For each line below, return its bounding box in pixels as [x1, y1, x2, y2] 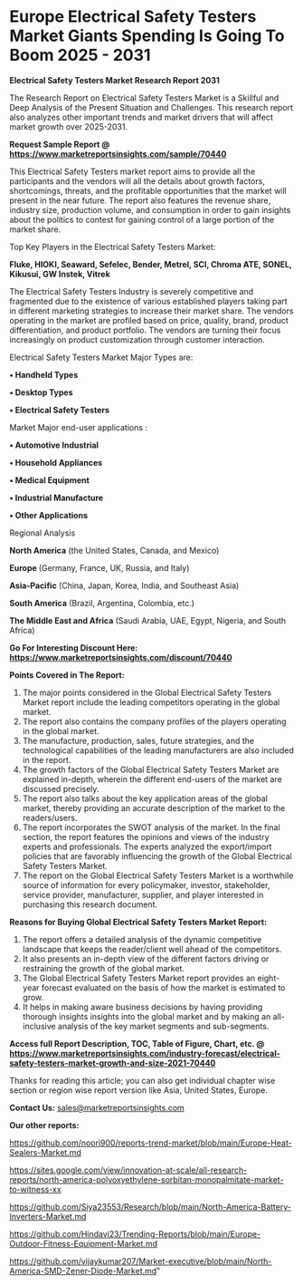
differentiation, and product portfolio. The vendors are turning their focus [9, 324, 281, 335]
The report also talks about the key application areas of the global [22, 793, 269, 804]
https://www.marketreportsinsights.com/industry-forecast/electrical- [9, 1048, 280, 1058]
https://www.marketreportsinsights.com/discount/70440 [9, 652, 232, 662]
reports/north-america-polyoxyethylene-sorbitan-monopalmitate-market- [9, 1174, 284, 1184]
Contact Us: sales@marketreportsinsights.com [9, 1102, 185, 1113]
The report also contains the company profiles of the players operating [22, 716, 287, 727]
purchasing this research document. [22, 899, 158, 910]
